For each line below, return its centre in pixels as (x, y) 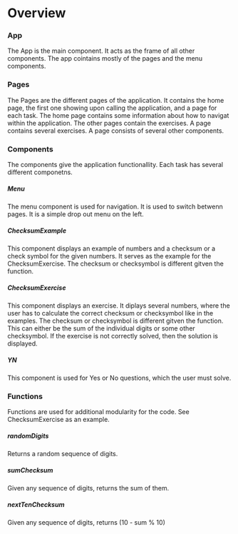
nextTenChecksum (36, 504)
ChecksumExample (37, 231)
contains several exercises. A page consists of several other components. (116, 131)
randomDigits (28, 435)
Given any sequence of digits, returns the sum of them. (88, 488)
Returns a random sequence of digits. (63, 454)
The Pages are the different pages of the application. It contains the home (116, 100)
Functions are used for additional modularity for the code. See (99, 412)
